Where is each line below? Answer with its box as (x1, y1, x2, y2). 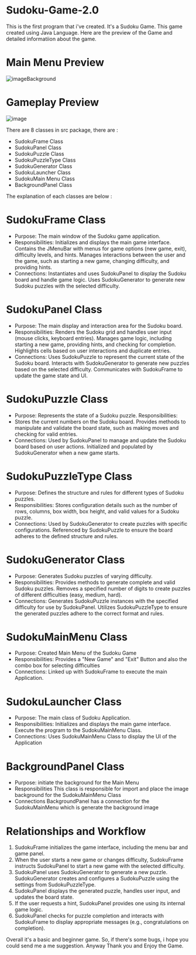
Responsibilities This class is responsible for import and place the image (14, 785, 189, 792)
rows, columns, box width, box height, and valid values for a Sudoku (14, 508, 180, 515)
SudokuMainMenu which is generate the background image (14, 804, 159, 811)
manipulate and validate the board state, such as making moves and (14, 424, 179, 431)
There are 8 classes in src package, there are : (6, 126, 118, 134)
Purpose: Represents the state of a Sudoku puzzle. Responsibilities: (14, 412, 178, 419)
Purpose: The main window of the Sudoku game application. (14, 232, 161, 239)
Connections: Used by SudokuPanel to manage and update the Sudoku (14, 437, 186, 444)
